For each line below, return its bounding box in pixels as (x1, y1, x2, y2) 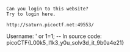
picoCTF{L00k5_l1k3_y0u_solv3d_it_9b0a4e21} (6, 39, 125, 46)
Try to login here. (6, 11, 56, 17)
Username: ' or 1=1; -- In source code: (6, 32, 102, 40)
